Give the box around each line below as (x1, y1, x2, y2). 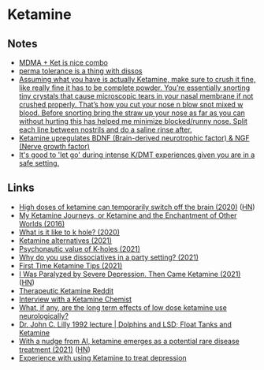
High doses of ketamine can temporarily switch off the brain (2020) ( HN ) (18, 202, 255, 211)
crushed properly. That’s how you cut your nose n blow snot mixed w (18, 100, 244, 109)
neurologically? (18, 311, 69, 320)
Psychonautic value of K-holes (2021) (18, 244, 141, 253)
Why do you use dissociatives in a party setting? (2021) (18, 252, 199, 262)
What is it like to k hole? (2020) (18, 227, 120, 237)
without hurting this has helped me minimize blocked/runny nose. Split (18, 117, 247, 125)
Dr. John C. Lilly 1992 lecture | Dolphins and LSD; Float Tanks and (18, 320, 232, 329)
